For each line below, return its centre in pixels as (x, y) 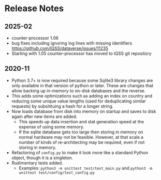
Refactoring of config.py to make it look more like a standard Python (80, 152)
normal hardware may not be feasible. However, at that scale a (81, 137)
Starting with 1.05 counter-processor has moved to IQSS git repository (81, 53)
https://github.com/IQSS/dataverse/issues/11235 (60, 48)
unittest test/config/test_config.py (57, 173)
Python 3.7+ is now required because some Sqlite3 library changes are (82, 80)
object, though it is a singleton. (42, 158)
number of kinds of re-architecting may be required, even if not (82, 142)
